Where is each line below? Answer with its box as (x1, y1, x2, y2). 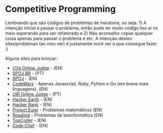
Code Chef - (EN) (12, 122, 48, 129)
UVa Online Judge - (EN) (12, 65, 63, 71)
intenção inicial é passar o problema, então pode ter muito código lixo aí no (5, 25, 158, 31)
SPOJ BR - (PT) (12, 70, 44, 76)
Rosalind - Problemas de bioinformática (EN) (12, 112, 103, 118)
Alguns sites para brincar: (5, 55, 58, 61)
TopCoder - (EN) (12, 117, 46, 123)
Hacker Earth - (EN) (12, 96, 53, 102)
